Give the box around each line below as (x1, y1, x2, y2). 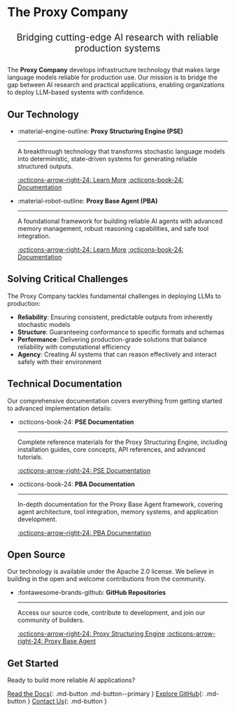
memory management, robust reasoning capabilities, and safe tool (17, 224, 209, 232)
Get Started (7, 657, 59, 669)
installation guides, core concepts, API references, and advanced (17, 445, 206, 453)
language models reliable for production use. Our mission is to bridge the (7, 73, 218, 81)
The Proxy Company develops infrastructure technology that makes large (7, 66, 220, 74)
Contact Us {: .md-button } (31, 697, 107, 706)
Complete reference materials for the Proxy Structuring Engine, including (17, 438, 227, 446)
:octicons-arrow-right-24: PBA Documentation (17, 528, 152, 537)
